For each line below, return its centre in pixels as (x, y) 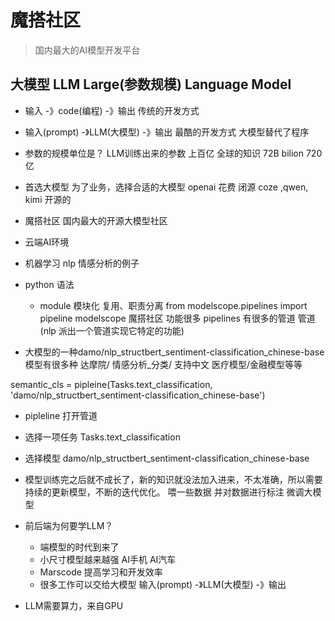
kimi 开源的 (48, 199)
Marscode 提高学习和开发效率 (101, 572)
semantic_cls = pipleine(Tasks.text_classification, (111, 384)
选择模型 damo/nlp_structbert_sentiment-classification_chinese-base (167, 458)
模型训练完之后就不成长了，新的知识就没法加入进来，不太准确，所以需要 (173, 479)
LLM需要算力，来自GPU (74, 605)
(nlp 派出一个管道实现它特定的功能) (112, 330)
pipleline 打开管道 (61, 415)
